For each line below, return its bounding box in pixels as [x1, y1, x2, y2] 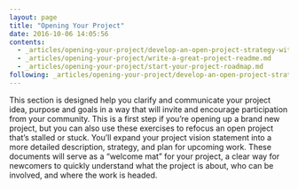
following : [9, 71, 50, 79]
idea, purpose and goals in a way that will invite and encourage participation [9, 103, 288, 115]
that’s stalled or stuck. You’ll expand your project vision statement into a [9, 132, 272, 142]
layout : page [9, 12, 58, 22]
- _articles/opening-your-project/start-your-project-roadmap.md [17, 63, 264, 72]
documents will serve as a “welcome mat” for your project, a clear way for [9, 151, 280, 162]
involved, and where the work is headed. [9, 170, 158, 180]
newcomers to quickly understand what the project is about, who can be [9, 160, 274, 170]
